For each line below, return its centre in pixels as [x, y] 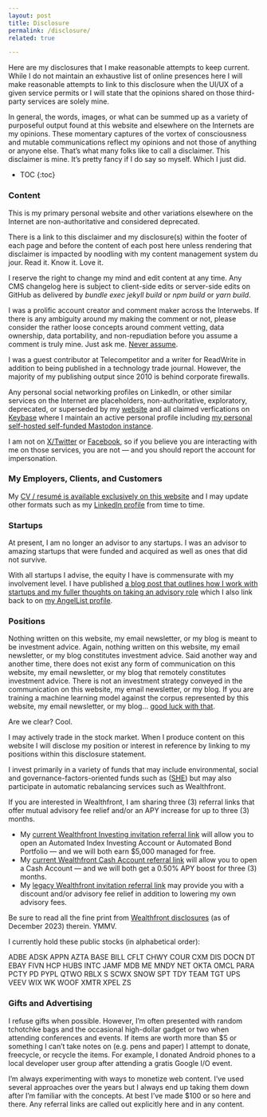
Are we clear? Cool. [41, 722]
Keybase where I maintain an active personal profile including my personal [130, 417]
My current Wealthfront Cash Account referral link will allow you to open [138, 860]
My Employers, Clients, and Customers [85, 479]
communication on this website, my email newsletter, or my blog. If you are [131, 689]
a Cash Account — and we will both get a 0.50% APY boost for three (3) [138, 868]
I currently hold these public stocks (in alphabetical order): [104, 941]
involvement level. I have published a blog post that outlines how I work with [133, 584]
